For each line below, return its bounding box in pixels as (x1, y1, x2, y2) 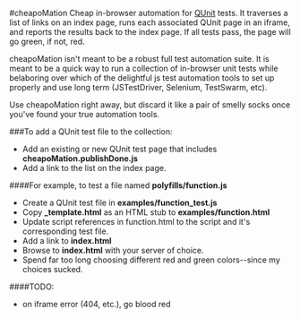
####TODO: (9, 281, 55, 292)
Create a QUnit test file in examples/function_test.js (21, 197, 218, 208)
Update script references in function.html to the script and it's (21, 217, 251, 227)
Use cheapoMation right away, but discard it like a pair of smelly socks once (9, 99, 291, 110)
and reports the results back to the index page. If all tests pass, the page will (9, 27, 291, 37)
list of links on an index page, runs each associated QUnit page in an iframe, (9, 17, 291, 28)
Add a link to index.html (21, 236, 112, 245)
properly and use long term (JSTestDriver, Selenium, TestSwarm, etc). (9, 82, 268, 92)
